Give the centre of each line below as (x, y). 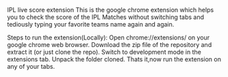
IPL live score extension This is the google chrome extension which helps (111, 10)
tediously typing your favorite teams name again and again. (91, 24)
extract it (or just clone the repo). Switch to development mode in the (104, 52)
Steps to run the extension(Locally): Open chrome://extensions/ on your (109, 37)
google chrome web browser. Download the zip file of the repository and (110, 45)
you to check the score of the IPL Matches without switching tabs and (105, 17)
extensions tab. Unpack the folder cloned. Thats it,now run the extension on (114, 59)
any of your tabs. (31, 66)
